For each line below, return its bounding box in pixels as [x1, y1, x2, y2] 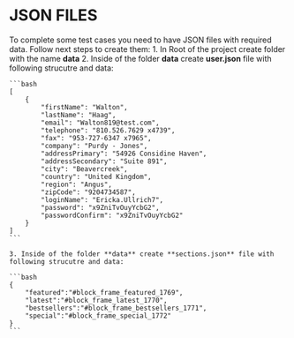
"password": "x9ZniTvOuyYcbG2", [41, 203, 161, 212]
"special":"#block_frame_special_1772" [25, 311, 172, 320]
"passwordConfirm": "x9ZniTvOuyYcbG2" [41, 211, 184, 220]
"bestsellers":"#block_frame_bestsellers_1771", [25, 304, 207, 312]
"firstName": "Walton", [41, 102, 128, 111]
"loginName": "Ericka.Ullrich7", [41, 195, 164, 204]
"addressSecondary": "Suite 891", [41, 156, 168, 166]
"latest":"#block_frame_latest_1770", [25, 296, 168, 304]
